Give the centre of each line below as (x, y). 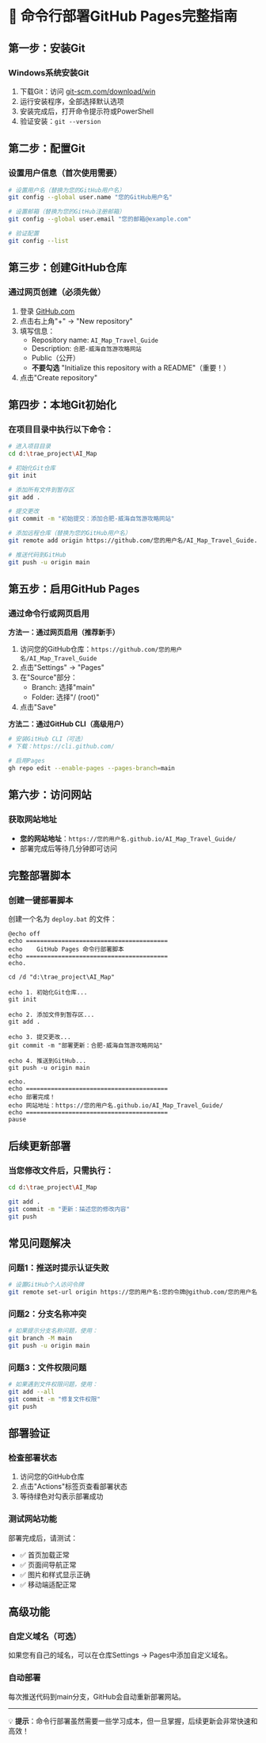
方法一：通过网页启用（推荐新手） (64, 633)
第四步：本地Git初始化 (63, 404)
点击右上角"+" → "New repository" (76, 321)
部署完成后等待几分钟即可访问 (68, 848)
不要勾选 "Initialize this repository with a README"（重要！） (131, 367)
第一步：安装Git (47, 48)
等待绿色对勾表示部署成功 (61, 1496)
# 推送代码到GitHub (37, 555)
